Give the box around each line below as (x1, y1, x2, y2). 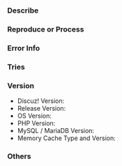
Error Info (7, 43, 40, 53)
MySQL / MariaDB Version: (17, 126, 95, 134)
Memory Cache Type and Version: (17, 134, 116, 142)
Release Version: (17, 104, 66, 112)
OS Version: (17, 111, 52, 120)
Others (7, 151, 31, 161)
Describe (7, 6, 39, 15)
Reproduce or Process (7, 24, 84, 34)
